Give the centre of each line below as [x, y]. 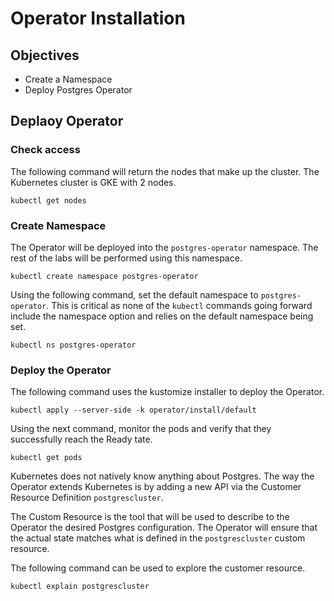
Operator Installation [98, 18]
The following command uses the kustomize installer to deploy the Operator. [167, 392]
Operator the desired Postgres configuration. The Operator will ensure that [164, 528]
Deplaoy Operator [67, 121]
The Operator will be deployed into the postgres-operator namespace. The [164, 247]
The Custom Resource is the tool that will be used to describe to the [150, 517]
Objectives [45, 55]
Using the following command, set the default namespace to [134, 294]
